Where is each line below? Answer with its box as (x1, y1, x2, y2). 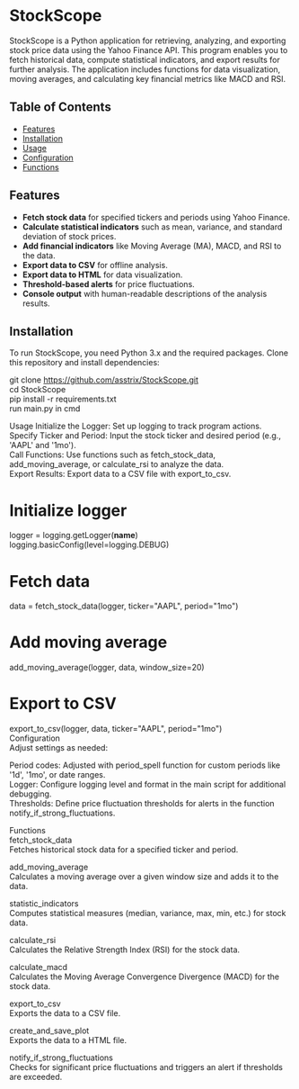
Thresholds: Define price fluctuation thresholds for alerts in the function (9, 798, 276, 809)
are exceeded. (9, 1072, 63, 1083)
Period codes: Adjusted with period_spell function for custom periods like (9, 760, 281, 770)
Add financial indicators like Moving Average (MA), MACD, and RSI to (22, 240, 282, 251)
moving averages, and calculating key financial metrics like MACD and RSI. (9, 73, 286, 84)
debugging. (9, 788, 52, 799)
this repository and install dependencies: (9, 357, 160, 368)
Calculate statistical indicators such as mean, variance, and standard (22, 221, 283, 232)
